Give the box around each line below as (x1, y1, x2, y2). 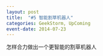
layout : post (6, 9, 39, 15)
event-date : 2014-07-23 (6, 26, 67, 32)
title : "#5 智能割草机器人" (6, 15, 74, 21)
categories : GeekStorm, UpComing (6, 20, 91, 26)
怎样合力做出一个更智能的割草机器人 (6, 43, 97, 51)
